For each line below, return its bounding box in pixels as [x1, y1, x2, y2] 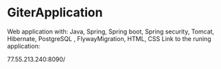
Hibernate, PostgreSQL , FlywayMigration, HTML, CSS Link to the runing [7, 34, 211, 42]
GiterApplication [7, 5, 103, 20]
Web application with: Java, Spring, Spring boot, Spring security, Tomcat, [7, 27, 215, 36]
